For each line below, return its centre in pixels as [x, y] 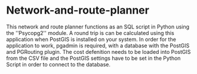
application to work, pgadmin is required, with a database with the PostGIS [98, 46]
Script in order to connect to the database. [59, 64]
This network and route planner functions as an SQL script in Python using [98, 27]
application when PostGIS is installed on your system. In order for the [91, 39]
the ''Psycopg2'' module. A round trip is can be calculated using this [90, 33]
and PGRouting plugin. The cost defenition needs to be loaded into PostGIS [98, 52]
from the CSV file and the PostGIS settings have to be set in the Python [93, 58]
